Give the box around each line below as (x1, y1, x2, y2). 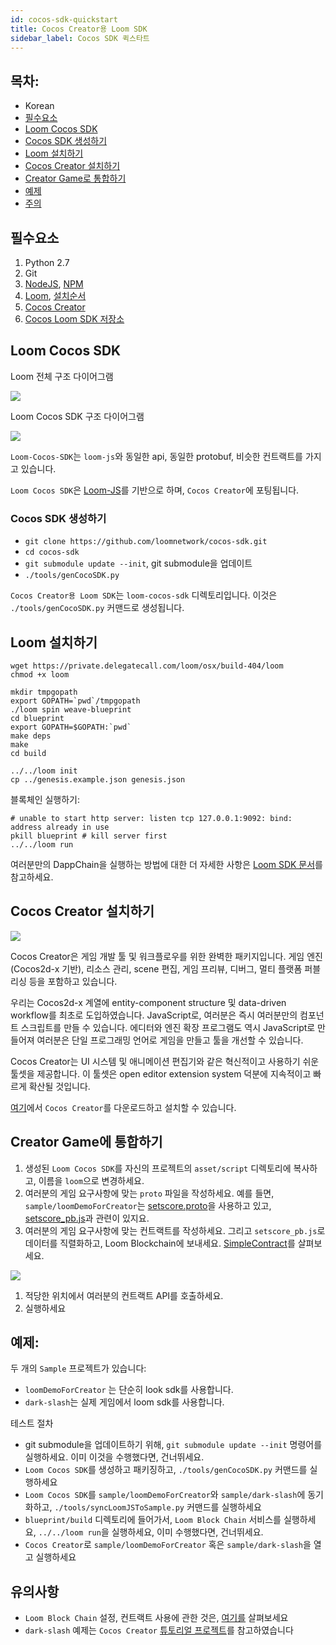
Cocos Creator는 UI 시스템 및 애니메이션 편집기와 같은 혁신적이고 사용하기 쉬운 (10, 1055, 320, 1067)
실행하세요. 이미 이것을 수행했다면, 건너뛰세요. (24, 1451, 205, 1463)
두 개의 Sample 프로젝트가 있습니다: (10, 1362, 147, 1375)
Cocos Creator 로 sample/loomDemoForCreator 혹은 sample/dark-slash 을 (24, 1539, 312, 1551)
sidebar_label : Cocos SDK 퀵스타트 (10, 33, 150, 43)
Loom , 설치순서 (24, 290, 87, 301)
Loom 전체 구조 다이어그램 (10, 370, 114, 382)
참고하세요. (10, 871, 54, 883)
